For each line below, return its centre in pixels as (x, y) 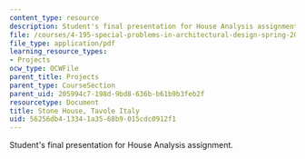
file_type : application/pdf (63, 43)
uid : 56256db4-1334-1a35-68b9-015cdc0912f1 (93, 119)
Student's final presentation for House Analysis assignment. (122, 145)
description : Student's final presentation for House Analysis (132, 26)
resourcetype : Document (54, 102)
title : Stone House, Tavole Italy (75, 111)
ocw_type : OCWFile (44, 69)
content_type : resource (54, 18)
